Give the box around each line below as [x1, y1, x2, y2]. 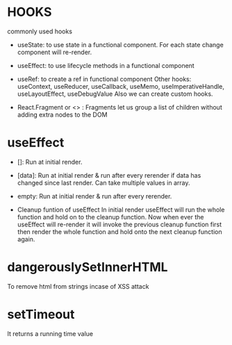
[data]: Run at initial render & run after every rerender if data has [17, 171, 201, 179]
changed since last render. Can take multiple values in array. [17, 178, 190, 187]
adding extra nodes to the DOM [17, 110, 108, 119]
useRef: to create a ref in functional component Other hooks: [17, 74, 192, 83]
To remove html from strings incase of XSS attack [7, 282, 149, 290]
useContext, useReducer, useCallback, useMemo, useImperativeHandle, [17, 82, 224, 90]
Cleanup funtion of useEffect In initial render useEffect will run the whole [17, 205, 225, 214]
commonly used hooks [7, 27, 73, 35]
